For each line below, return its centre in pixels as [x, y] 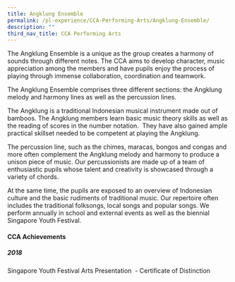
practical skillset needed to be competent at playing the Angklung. [104, 133]
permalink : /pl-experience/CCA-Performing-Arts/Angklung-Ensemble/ [109, 20]
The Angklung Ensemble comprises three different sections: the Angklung [115, 90]
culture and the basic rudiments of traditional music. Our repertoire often [113, 198]
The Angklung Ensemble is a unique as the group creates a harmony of [110, 54]
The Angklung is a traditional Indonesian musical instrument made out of [113, 111]
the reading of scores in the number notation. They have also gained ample [117, 126]
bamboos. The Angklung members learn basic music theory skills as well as [117, 118]
